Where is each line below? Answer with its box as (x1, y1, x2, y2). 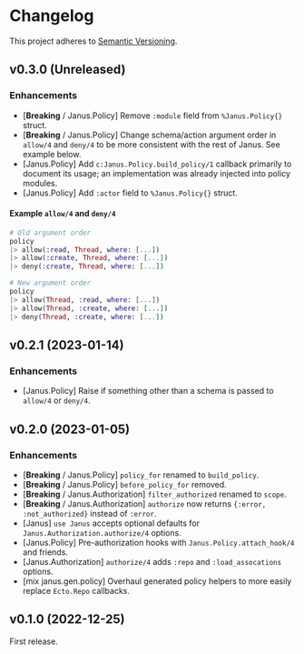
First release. (9, 636, 59, 647)
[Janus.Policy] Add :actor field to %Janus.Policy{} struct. (22, 187, 238, 198)
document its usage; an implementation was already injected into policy (22, 167, 291, 178)
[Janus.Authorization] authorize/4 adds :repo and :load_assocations (22, 556, 282, 567)
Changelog (9, 5, 94, 26)
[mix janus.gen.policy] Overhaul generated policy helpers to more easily (22, 575, 292, 587)
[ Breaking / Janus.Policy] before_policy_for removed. (22, 478, 227, 489)
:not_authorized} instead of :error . (22, 508, 157, 518)
